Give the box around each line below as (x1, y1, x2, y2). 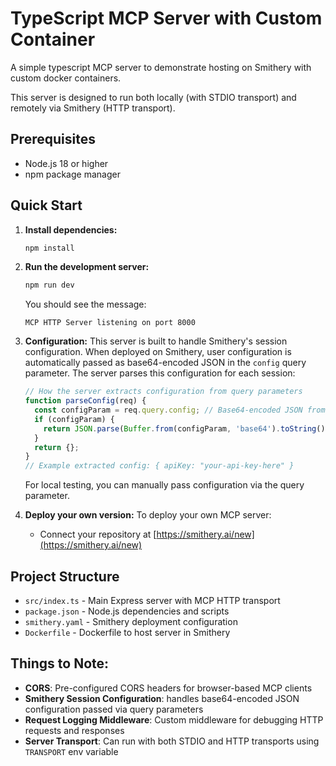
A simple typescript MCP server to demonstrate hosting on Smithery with (10, 61, 312, 73)
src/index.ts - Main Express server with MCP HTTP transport (24, 595, 281, 606)
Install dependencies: (24, 223, 118, 236)
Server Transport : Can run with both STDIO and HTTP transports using (24, 735, 320, 747)
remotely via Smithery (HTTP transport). (10, 102, 176, 114)
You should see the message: (24, 298, 147, 311)
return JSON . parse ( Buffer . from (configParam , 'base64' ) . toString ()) (43, 423, 330, 434)
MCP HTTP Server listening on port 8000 (24, 318, 196, 328)
